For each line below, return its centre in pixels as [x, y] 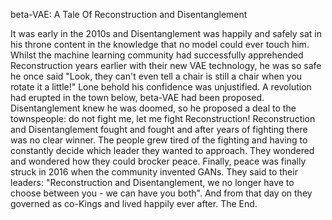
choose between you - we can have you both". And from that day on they [161, 193]
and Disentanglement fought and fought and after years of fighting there [159, 129]
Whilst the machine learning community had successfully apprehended [157, 55]
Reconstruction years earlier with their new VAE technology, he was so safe [166, 65]
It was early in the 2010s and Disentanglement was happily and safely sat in [166, 33]
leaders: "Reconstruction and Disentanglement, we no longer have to [152, 182]
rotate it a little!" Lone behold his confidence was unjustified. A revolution [161, 87]
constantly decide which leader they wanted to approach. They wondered [162, 150]
